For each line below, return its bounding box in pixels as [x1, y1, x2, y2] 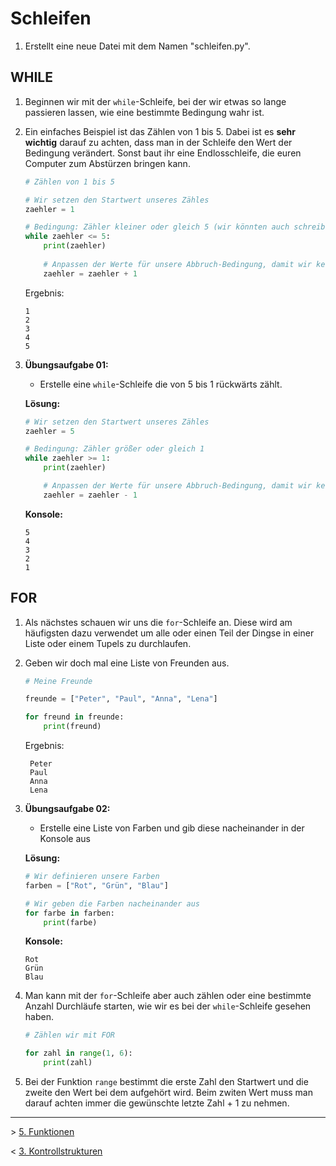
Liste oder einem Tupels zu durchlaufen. [24, 637, 192, 649]
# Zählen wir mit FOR [24, 1030, 115, 1041]
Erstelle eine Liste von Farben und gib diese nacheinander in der [39, 822, 305, 834]
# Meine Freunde [24, 676, 93, 686]
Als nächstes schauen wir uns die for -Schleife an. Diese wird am [24, 616, 293, 628]
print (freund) [43, 722, 102, 732]
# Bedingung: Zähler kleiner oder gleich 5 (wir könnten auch [24, 222, 290, 232]
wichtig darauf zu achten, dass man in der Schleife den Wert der [24, 136, 293, 148]
